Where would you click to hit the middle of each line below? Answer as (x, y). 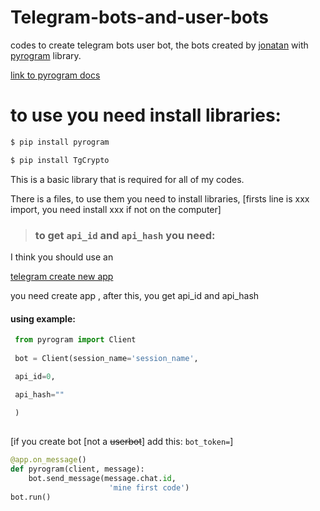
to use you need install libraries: (146, 115)
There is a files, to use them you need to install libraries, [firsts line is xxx (160, 198)
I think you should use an (62, 257)
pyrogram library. (46, 55)
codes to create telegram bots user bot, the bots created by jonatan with (159, 45)
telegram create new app (62, 276)
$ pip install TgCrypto (60, 160)
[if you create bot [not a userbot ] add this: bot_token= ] (122, 442)
